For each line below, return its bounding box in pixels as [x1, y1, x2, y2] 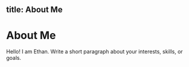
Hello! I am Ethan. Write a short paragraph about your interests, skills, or [6, 48, 183, 55]
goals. [6, 55, 21, 62]
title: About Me [6, 5, 63, 15]
